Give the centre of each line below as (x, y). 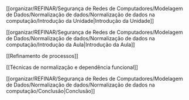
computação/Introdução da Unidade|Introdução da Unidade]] (80, 21)
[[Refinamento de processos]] (42, 56)
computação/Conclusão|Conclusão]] (51, 91)
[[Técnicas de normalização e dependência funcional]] (72, 67)
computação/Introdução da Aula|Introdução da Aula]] (71, 44)
